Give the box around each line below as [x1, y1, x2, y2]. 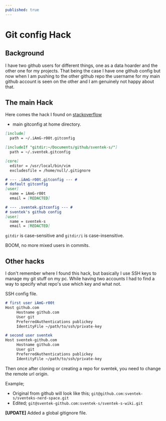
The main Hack [5, 99, 54, 107]
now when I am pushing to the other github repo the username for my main [5, 73, 160, 79]
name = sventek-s [10, 219, 46, 224]
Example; [5, 380, 25, 386]
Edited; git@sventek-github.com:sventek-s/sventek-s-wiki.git [12, 400, 143, 406]
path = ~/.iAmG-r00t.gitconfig [10, 136, 75, 141]
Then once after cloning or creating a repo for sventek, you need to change [5, 365, 161, 371]
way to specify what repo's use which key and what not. [5, 281, 122, 287]
